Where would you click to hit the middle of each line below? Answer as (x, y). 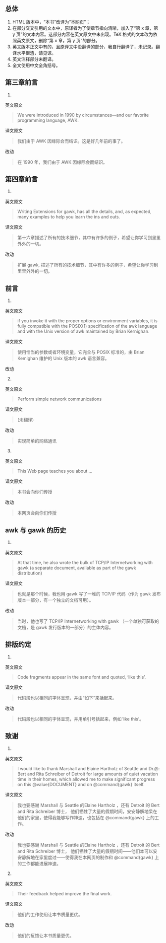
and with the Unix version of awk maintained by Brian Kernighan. (83, 331)
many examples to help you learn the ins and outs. (69, 217)
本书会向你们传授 (35, 492)
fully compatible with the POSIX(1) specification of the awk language (87, 326)
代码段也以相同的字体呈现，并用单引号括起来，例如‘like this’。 (80, 719)
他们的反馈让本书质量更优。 (46, 936)
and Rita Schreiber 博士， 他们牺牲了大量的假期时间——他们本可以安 (87, 851)
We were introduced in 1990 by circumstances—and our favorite (83, 115)
